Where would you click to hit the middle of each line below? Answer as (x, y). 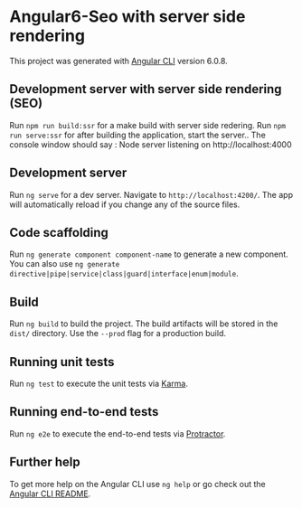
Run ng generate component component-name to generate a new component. (149, 254)
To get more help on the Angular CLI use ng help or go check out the (137, 484)
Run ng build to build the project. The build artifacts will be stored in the (144, 324)
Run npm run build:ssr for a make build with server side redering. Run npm (148, 125)
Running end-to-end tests (84, 412)
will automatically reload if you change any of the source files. (125, 204)
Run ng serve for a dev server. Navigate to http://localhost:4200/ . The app (151, 194)
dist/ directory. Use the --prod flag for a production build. (118, 334)
